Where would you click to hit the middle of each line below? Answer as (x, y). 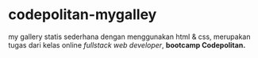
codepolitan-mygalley (83, 15)
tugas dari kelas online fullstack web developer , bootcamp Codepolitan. (127, 44)
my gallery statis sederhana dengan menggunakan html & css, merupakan (129, 37)
